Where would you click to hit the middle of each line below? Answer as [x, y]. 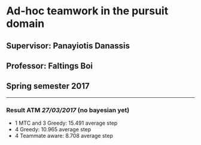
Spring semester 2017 [48, 86]
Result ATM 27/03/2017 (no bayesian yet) [68, 110]
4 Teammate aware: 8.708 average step [64, 136]
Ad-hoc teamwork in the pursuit [87, 11]
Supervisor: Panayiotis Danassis [68, 46]
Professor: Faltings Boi [49, 66]
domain [25, 24]
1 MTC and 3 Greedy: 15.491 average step [66, 123]
